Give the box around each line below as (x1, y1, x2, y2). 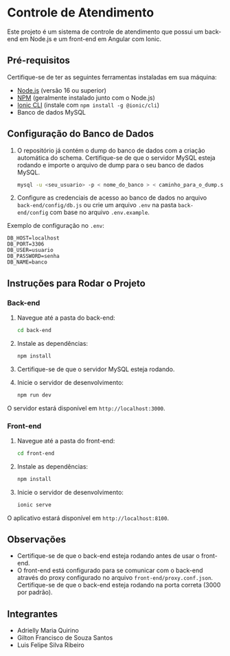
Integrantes (7, 608, 58, 620)
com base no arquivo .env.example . (49, 208, 150, 217)
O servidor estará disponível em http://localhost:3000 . (7, 403, 166, 412)
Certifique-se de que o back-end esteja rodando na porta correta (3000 (16, 581, 221, 589)
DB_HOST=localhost (7, 235, 60, 242)
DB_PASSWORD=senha (7, 253, 60, 260)
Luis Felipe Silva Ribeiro (16, 641, 84, 649)
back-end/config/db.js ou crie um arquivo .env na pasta (16, 201, 177, 209)
